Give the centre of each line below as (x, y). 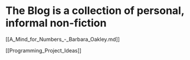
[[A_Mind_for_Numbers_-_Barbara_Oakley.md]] (63, 39)
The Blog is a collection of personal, (95, 11)
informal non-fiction (56, 23)
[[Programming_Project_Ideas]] (44, 50)
